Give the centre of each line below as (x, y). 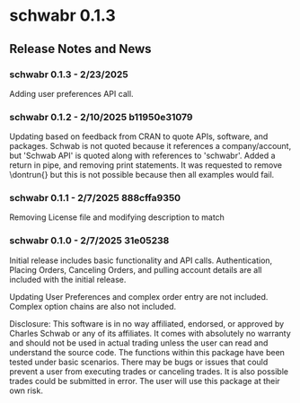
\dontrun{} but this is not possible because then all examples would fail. (142, 175)
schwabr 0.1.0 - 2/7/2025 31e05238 (89, 241)
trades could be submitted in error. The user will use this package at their (145, 381)
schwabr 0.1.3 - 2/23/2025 (69, 74)
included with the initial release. (68, 279)
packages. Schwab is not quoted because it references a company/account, (150, 146)
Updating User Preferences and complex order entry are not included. (139, 296)
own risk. (26, 390)
